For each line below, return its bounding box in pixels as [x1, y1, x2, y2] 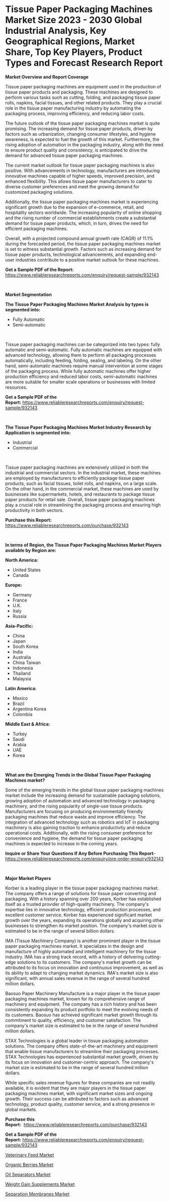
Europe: [5, 582, 23, 588]
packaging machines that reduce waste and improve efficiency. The [5, 813, 146, 819]
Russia [12, 613, 27, 619]
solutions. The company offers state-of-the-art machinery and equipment [5, 1043, 158, 1049]
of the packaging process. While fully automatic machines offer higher [5, 368, 151, 374]
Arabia [12, 741, 27, 747]
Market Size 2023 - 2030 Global [5, 14, 142, 26]
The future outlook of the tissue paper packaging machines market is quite [5, 120, 160, 126]
